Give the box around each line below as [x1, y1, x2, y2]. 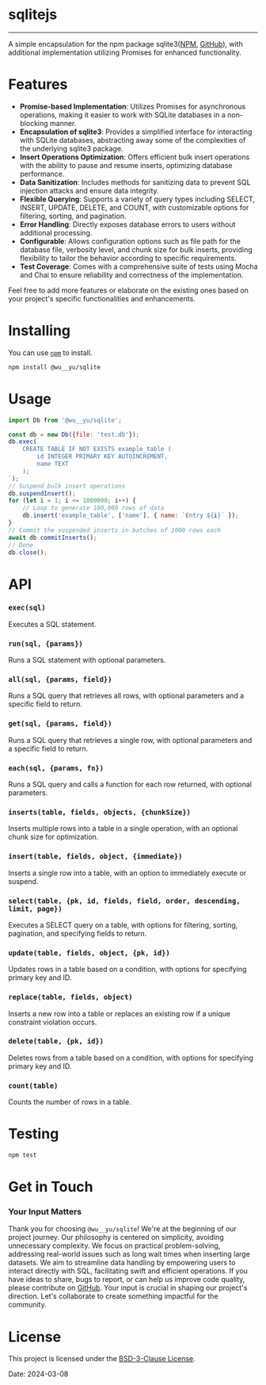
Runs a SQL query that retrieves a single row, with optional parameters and [8, 735, 253, 744]
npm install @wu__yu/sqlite [8, 363, 101, 371]
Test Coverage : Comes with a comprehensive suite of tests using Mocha [19, 262, 258, 271]
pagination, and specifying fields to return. [8, 928, 147, 938]
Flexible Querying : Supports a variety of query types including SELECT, [19, 194, 256, 204]
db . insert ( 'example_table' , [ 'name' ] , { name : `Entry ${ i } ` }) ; [22, 511, 239, 520]
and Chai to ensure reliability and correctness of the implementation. [19, 270, 244, 279]
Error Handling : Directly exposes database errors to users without [19, 220, 236, 229]
